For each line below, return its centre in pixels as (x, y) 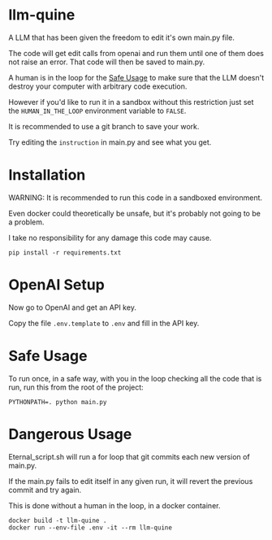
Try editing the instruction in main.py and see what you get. (110, 142)
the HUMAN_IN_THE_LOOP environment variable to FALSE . (97, 111)
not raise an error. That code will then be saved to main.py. (107, 62)
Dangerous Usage (70, 434)
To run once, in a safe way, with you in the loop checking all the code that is (135, 378)
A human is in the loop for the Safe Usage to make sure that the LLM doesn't (136, 77)
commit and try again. (45, 490)
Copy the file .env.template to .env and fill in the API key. (104, 323)
